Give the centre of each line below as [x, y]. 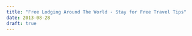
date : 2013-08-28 [28, 18]
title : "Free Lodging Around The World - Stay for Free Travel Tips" [97, 12]
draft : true [21, 23]
